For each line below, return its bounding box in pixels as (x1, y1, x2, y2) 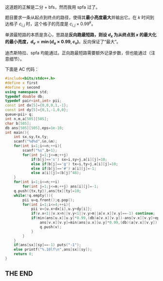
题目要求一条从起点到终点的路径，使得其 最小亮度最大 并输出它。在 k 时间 (5, 15, 150, 20)
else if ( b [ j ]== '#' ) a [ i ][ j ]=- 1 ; (31, 166, 97, 171)
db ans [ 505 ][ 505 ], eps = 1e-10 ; (5, 125, 64, 130)
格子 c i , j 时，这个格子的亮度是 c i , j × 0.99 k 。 (9, 20, 96, 28)
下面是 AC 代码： (5, 66, 39, 72)
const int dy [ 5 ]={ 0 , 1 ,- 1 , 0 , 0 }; (5, 108, 68, 112)
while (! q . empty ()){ (14, 193, 53, 198)
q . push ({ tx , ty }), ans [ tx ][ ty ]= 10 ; (14, 188, 81, 193)
